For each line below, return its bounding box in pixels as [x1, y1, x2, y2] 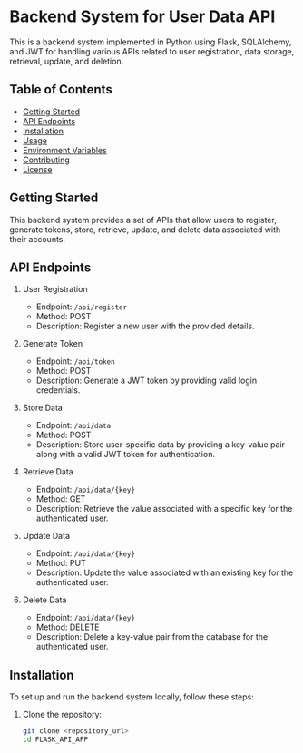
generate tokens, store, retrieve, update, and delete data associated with [9, 224, 281, 235]
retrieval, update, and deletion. [9, 55, 124, 66]
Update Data [22, 531, 71, 542]
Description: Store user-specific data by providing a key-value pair [35, 439, 286, 450]
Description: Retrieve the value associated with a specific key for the [35, 504, 293, 514]
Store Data [22, 402, 64, 414]
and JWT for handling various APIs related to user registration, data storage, [9, 45, 295, 56]
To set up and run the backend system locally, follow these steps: [9, 691, 254, 702]
